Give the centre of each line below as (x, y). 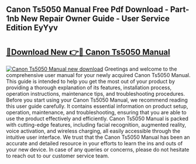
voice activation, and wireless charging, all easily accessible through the (93, 131)
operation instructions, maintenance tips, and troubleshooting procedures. (96, 94)
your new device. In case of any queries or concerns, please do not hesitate (98, 149)
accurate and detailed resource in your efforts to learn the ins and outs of (94, 143)
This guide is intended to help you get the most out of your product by (91, 81)
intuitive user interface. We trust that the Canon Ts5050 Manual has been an (98, 137)
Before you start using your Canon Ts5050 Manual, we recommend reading (97, 100)
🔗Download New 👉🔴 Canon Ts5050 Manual (88, 52)
